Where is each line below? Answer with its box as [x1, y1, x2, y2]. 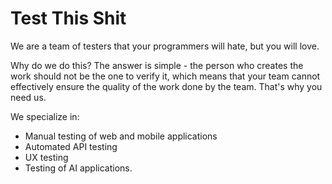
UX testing [24, 151, 69, 163]
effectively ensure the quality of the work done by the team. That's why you [10, 80, 323, 92]
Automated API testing [24, 140, 118, 152]
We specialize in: [10, 110, 80, 122]
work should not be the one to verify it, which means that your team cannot [10, 70, 321, 82]
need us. [10, 91, 47, 103]
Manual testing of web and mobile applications [24, 130, 218, 142]
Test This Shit [10, 7, 127, 30]
